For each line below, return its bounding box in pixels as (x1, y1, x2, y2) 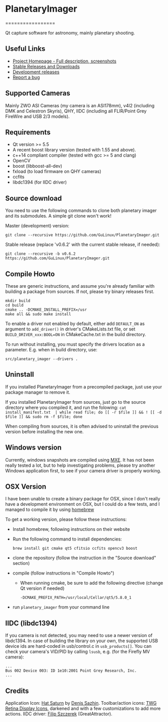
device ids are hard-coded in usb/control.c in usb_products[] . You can (5, 643, 152, 649)
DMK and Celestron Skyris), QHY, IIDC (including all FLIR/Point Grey (5, 108, 147, 114)
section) (12, 560, 30, 566)
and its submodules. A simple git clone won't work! (5, 213, 112, 219)
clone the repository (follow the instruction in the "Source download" (12, 555, 156, 561)
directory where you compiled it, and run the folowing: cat (5, 404, 127, 410)
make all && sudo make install (5, 312, 71, 317)
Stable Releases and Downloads (12, 63, 80, 69)
